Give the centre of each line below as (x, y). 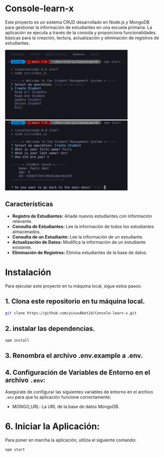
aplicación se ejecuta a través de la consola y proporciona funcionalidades (80, 32)
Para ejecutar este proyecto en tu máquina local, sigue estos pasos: (73, 286)
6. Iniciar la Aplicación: (52, 426)
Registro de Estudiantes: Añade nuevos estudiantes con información (82, 216)
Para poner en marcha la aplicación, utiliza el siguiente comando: (71, 440)
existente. (22, 247)
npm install (17, 341)
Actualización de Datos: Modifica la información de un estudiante (79, 242)
